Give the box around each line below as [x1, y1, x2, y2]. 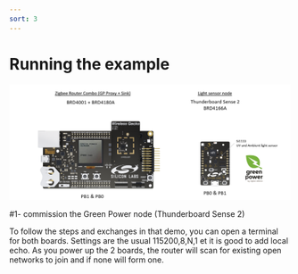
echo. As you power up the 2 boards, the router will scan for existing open [9, 245, 282, 255]
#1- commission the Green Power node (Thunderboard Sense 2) [9, 208, 245, 219]
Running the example [9, 54, 170, 74]
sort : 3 [9, 14, 38, 23]
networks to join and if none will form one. [9, 254, 164, 265]
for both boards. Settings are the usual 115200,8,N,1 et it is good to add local [9, 235, 288, 245]
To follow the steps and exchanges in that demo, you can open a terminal [9, 226, 278, 237]
